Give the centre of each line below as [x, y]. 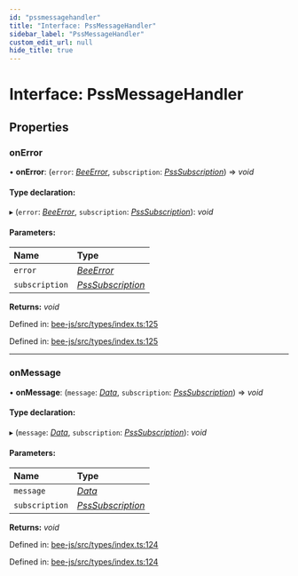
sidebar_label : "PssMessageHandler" [77, 34]
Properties [39, 127]
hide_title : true [41, 51]
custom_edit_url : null [51, 42]
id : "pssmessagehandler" [55, 17]
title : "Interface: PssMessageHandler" [83, 26]
